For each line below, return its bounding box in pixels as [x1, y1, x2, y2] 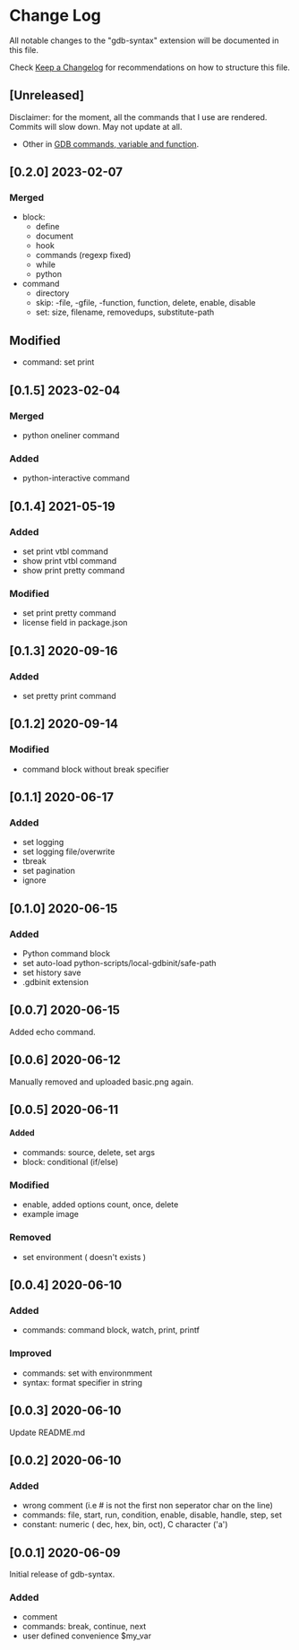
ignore [21, 875, 47, 885]
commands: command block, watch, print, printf [21, 1325, 200, 1335]
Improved [9, 1347, 52, 1360]
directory [35, 288, 70, 298]
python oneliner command [21, 429, 120, 440]
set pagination [21, 866, 76, 877]
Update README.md [9, 1427, 86, 1438]
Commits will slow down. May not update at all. [9, 121, 183, 132]
